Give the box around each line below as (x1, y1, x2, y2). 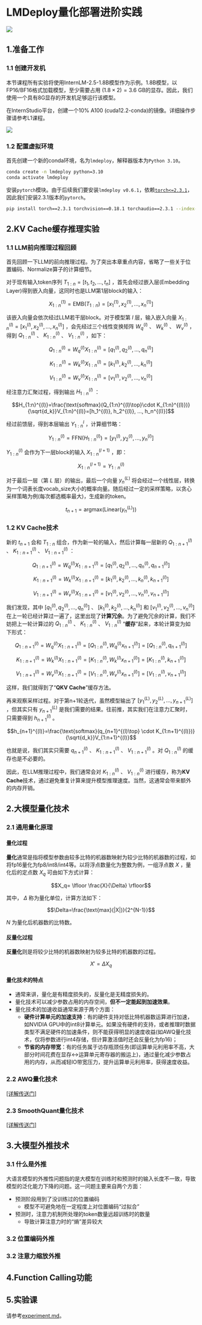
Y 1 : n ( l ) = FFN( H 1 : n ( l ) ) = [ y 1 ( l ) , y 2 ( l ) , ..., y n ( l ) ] (47, 433, 155, 443)
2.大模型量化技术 (6, 803, 70, 814)
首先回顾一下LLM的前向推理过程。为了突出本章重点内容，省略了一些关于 (6, 258, 186, 266)
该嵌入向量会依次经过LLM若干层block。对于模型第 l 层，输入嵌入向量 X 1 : (6, 314, 187, 323)
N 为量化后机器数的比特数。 (6, 919, 75, 926)
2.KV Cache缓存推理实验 (6, 223, 100, 234)
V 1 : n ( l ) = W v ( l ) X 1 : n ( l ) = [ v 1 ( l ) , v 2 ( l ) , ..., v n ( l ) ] (49, 373, 153, 382)
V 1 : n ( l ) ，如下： (68, 331, 107, 340)
